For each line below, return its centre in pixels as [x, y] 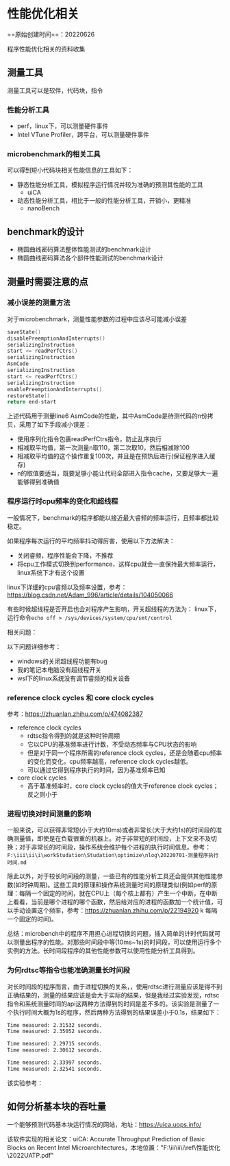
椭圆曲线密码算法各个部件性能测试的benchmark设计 [90, 258]
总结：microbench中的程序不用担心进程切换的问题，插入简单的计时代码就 [111, 934]
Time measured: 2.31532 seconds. [55, 1025]
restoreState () [29, 396]
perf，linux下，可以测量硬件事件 [63, 126]
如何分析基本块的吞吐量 [56, 1107]
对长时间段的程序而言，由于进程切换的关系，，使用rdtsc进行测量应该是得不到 [115, 987]
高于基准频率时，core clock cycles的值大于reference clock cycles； [123, 786]
